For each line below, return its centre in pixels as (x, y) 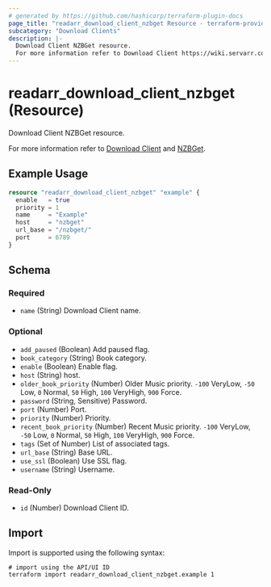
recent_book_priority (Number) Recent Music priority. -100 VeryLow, (135, 426)
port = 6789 (43, 237)
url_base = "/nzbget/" (54, 230)
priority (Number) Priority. (65, 417)
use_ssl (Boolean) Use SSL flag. (73, 460)
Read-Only (30, 490)
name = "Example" (52, 215)
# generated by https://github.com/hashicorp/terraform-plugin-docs (126, 16)
